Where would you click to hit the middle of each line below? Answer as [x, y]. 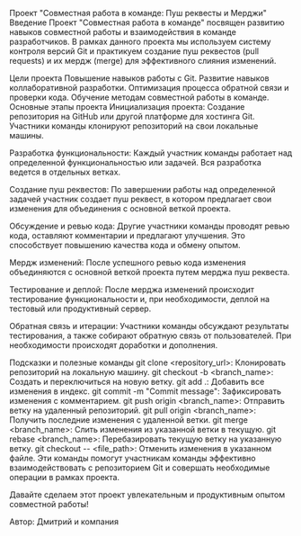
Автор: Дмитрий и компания [64, 522]
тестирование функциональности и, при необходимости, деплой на [140, 299]
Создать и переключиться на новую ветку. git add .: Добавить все [137, 382]
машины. [27, 135]
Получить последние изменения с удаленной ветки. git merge [129, 420]
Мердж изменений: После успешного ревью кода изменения [128, 263]
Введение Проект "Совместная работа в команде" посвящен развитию [147, 22]
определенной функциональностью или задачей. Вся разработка [136, 162]
